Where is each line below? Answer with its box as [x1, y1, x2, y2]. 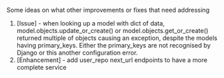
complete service [16, 64, 67, 71]
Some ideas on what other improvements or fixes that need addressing [6, 6, 210, 14]
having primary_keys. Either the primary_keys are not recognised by [16, 41, 211, 49]
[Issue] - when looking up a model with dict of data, [16, 19, 165, 27]
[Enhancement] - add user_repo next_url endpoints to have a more [16, 56, 208, 64]
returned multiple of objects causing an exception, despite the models [16, 34, 218, 42]
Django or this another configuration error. [16, 48, 138, 57]
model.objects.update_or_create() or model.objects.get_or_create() [16, 27, 209, 35]
